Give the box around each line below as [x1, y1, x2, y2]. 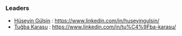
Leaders [5, 4, 30, 12]
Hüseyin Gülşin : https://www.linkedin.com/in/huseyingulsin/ [13, 17, 160, 24]
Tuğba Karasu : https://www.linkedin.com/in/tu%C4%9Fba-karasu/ [13, 23, 176, 30]
